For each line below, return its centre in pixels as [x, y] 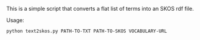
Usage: [15, 20]
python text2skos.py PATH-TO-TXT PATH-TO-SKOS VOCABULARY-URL [87, 31]
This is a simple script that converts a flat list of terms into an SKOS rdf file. [100, 9]
